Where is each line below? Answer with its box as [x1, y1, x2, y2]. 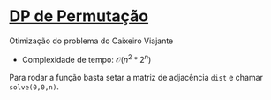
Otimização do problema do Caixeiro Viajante [9, 35, 174, 46]
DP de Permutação [9, 6, 148, 27]
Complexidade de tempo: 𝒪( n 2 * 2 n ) [21, 52, 152, 65]
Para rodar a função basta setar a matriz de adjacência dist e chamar [9, 72, 263, 82]
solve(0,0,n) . [9, 81, 59, 92]
